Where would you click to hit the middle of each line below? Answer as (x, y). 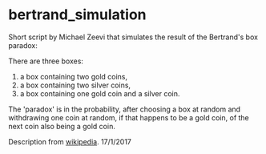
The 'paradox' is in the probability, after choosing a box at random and (125, 109)
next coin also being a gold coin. (62, 126)
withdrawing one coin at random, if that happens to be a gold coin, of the (129, 117)
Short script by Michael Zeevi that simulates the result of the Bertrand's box (133, 37)
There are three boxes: (46, 61)
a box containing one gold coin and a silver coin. (100, 93)
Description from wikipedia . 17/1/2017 (70, 141)
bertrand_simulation (77, 15)
